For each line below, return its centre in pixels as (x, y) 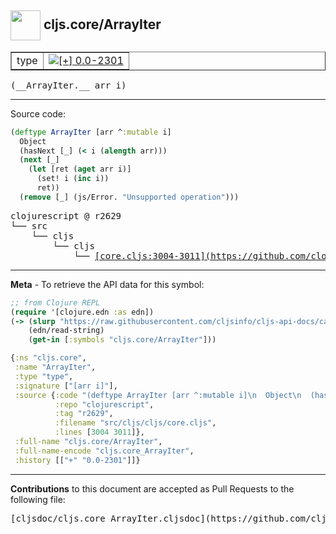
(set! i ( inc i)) (73, 179)
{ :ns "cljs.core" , (48, 358)
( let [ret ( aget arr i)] (80, 169)
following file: (38, 499)
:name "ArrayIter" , (55, 367)
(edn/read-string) (66, 331)
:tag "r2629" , (84, 414)
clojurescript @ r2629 (66, 215)
